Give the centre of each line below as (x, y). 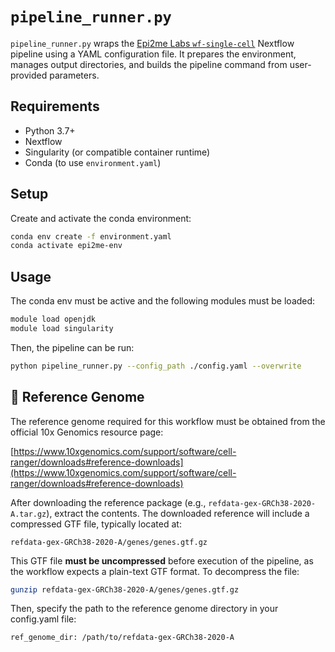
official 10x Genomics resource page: (87, 432)
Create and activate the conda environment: (101, 218)
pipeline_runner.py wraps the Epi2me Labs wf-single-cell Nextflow (152, 43)
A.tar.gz (28, 514)
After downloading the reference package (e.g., (108, 502)
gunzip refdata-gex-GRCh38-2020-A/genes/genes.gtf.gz (125, 589)
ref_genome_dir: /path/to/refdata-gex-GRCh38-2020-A (122, 638)
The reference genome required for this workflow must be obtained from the (168, 421)
